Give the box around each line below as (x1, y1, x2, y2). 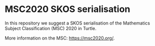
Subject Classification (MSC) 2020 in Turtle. (5, 25, 97, 31)
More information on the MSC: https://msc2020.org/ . (5, 35, 115, 41)
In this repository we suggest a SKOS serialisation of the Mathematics (5, 20, 150, 26)
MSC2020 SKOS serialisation (5, 3, 130, 15)
